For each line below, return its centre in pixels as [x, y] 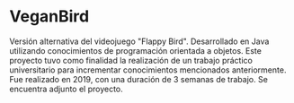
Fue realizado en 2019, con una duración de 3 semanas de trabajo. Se [138, 79]
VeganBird [49, 17]
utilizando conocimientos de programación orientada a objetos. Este [136, 50]
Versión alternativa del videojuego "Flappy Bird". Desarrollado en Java [139, 41]
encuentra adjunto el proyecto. [66, 89]
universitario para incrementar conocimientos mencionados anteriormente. [148, 70]
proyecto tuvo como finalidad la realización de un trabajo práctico [131, 60]
